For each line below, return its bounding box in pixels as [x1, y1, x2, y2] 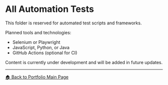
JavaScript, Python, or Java [12, 44, 70, 50]
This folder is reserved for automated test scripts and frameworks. [5, 20, 142, 26]
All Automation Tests [5, 3, 94, 15]
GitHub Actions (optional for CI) [12, 50, 77, 56]
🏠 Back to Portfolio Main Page [5, 74, 69, 80]
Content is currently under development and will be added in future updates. [5, 59, 163, 65]
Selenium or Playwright [12, 39, 60, 45]
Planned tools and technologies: [5, 29, 71, 35]
